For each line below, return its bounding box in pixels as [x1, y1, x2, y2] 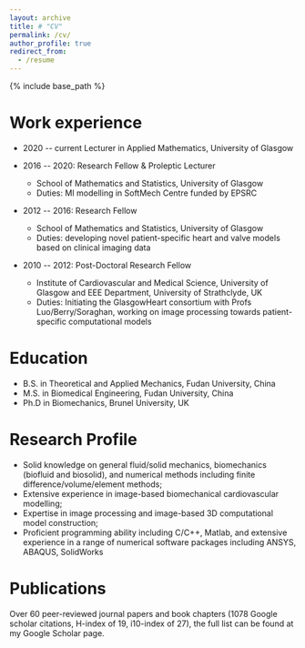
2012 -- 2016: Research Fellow [22, 205, 137, 216]
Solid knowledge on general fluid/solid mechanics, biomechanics [22, 459, 267, 470]
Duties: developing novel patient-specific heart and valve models [36, 232, 280, 243]
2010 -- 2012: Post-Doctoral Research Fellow [22, 259, 192, 270]
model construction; [22, 517, 98, 528]
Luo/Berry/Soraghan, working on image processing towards [36, 306, 261, 317]
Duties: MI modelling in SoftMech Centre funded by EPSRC [36, 187, 258, 198]
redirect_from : [9, 47, 67, 56]
